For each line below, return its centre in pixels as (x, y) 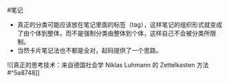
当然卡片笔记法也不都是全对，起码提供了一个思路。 (89, 50)
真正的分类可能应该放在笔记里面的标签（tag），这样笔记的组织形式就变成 (119, 25)
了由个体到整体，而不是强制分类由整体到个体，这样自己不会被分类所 (113, 33)
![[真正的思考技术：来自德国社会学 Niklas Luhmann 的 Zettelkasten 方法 (108, 65)
